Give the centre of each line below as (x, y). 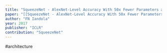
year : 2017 (16, 23)
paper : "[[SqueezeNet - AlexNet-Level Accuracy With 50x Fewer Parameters (84, 14)
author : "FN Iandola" (28, 19)
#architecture (19, 46)
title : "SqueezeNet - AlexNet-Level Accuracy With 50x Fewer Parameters (82, 10)
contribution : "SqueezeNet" (34, 32)
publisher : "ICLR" (24, 28)
